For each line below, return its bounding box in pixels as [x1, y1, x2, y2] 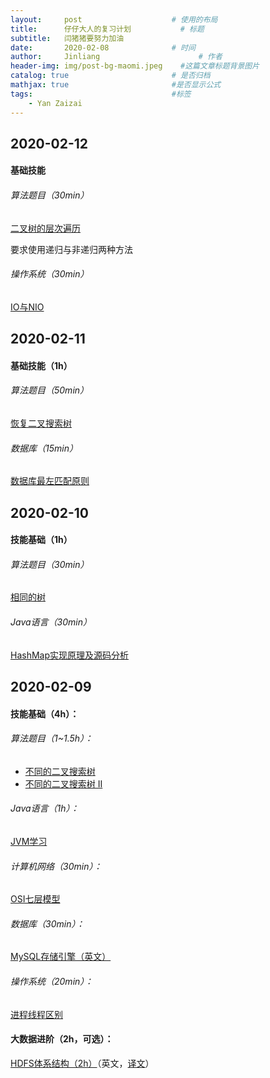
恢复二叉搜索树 [10, 417, 72, 430]
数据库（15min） [10, 442, 78, 454]
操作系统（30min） [10, 268, 90, 280]
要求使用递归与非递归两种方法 [10, 243, 133, 255]
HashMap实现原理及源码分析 [10, 649, 130, 661]
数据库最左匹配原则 [10, 475, 90, 487]
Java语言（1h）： [10, 802, 80, 815]
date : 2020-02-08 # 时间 [10, 42, 196, 53]
